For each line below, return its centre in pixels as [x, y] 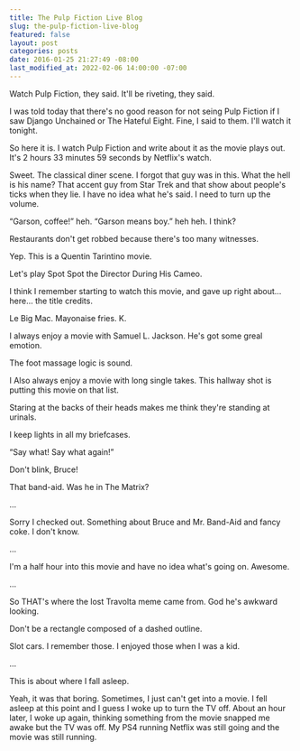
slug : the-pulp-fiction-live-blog [74, 26]
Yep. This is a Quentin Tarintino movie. [81, 256]
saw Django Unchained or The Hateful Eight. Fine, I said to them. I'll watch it [150, 121]
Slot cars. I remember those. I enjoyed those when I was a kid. [125, 645]
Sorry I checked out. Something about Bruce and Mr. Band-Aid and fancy [145, 522]
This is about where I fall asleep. [69, 681]
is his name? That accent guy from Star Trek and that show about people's [148, 184]
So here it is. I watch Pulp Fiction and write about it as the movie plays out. [147, 148]
